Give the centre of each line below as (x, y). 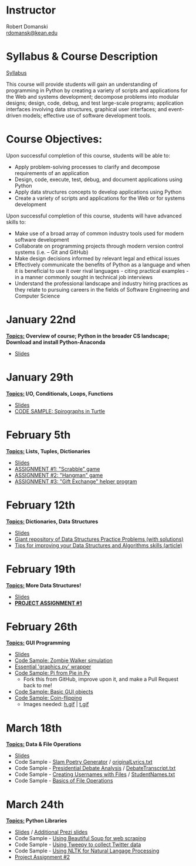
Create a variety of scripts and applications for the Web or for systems (100, 198)
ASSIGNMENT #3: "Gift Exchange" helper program (76, 481)
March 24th (35, 805)
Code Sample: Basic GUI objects (54, 692)
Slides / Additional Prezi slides (51, 832)
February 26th (42, 626)
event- (176, 109)
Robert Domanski (27, 26)
